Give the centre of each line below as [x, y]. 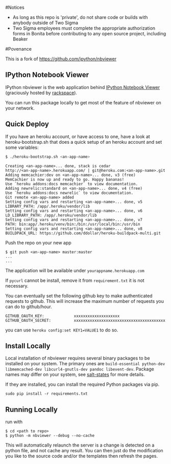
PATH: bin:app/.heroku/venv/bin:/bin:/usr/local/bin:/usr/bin [73, 224]
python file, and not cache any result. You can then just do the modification [84, 451]
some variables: [22, 147]
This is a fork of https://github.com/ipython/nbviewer [61, 59]
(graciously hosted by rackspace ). [41, 93]
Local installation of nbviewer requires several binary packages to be [78, 358]
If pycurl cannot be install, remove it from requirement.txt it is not [75, 280]
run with [14, 422]
